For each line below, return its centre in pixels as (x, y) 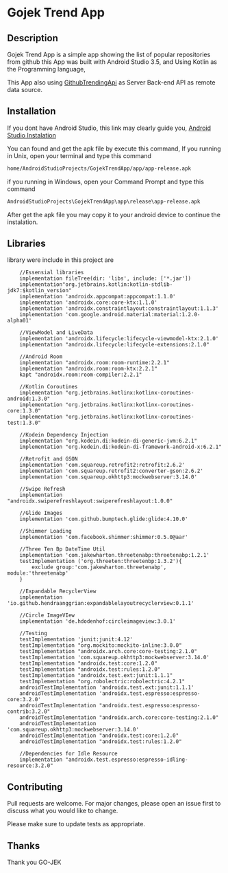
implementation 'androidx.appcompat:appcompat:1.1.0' (98, 297)
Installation (31, 111)
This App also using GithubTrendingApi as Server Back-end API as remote (111, 82)
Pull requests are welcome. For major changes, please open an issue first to (114, 804)
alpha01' (20, 321)
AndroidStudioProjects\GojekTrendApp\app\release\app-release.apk (104, 201)
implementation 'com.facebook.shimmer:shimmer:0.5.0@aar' (104, 538)
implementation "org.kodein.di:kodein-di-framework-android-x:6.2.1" (121, 447)
